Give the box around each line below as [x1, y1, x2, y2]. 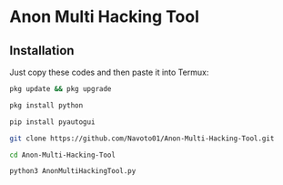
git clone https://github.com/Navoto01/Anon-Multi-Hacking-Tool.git [9, 134, 275, 143]
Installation [9, 43, 75, 58]
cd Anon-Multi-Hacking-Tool [9, 150, 116, 159]
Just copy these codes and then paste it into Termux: [9, 67, 209, 77]
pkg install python [9, 100, 84, 110]
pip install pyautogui [9, 117, 96, 127]
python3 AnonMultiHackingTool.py [9, 167, 136, 176]
